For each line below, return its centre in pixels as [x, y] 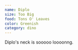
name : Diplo [17, 10]
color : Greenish [21, 24]
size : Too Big [19, 14]
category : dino [20, 28]
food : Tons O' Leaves [27, 19]
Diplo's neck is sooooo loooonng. [39, 42]
